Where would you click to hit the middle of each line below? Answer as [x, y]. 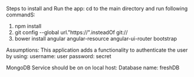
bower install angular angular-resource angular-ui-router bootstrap [96, 38]
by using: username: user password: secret [59, 56]
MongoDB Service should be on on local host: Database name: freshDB [93, 68]
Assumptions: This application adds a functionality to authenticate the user [97, 50]
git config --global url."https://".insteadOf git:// [71, 32]
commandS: [21, 15]
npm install [28, 26]
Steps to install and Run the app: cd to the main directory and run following [97, 9]
